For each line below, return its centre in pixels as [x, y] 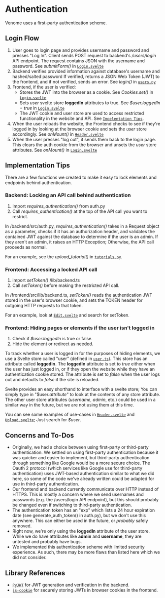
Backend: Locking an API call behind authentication [68, 195]
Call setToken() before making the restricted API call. [66, 285]
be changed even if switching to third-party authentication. [72, 505]
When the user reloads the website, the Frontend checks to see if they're [86, 123]
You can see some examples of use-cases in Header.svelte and [70, 415]
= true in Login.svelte [42, 108]
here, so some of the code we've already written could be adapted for [83, 479]
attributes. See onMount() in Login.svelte [55, 150]
